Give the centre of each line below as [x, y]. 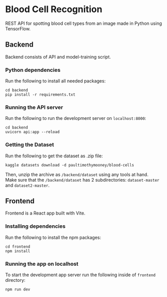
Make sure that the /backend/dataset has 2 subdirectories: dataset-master [82, 180]
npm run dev [18, 289]
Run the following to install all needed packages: [55, 81]
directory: [15, 280]
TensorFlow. [18, 28]
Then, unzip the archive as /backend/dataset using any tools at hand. [77, 174]
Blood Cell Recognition [54, 9]
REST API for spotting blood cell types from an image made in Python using [84, 23]
